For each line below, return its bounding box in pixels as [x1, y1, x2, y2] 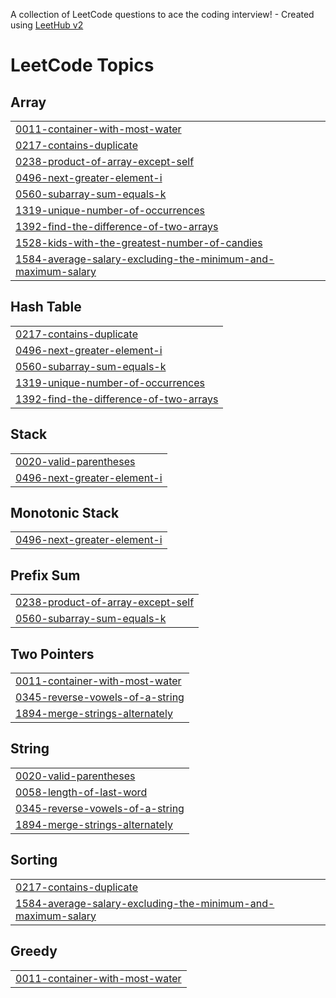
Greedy [10, 943, 58, 960]
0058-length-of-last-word [15, 785, 148, 799]
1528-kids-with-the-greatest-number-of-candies [15, 236, 263, 249]
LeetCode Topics [10, 54, 155, 77]
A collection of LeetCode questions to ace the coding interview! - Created [10, 9, 315, 20]
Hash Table [10, 299, 82, 316]
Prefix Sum [10, 567, 81, 584]
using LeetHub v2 [10, 19, 84, 31]
